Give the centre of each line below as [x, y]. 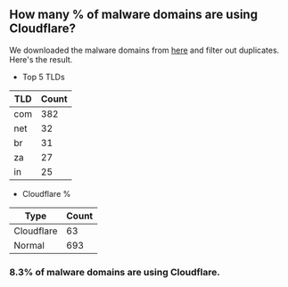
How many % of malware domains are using [134, 15]
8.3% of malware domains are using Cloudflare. [115, 272]
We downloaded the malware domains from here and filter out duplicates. [144, 50]
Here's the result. [41, 59]
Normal [29, 245]
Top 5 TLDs [43, 77]
